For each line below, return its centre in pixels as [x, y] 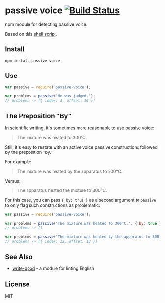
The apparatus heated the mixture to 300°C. [62, 190]
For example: [18, 162]
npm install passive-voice [33, 61]
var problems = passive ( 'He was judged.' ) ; [50, 96]
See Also [19, 257]
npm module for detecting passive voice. [46, 24]
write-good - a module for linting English [53, 268]
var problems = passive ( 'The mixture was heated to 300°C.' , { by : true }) [84, 223]
